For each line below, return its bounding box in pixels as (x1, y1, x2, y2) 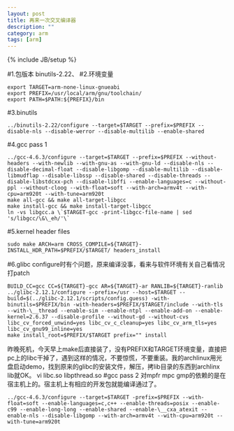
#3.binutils (7, 108, 38, 117)
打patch (7, 269, 30, 277)
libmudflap (7, 172, 39, 179)
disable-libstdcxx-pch (7, 178, 73, 185)
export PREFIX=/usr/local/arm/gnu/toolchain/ (7, 90, 142, 97)
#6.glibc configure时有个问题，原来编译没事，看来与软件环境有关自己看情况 (7, 260, 226, 269)
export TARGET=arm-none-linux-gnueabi (7, 84, 120, 91)
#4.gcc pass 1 (7, 141, 47, 149)
